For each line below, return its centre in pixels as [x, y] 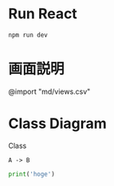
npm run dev [28, 35]
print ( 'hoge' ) [32, 174]
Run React [43, 14]
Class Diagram [58, 124]
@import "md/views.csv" [49, 91]
